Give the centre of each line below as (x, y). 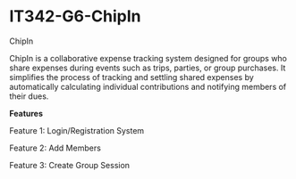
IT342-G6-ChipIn (75, 16)
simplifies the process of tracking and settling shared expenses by (132, 77)
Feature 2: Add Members (55, 148)
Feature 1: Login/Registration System (77, 130)
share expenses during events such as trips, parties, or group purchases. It (148, 68)
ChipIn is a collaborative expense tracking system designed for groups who (148, 58)
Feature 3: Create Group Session (70, 165)
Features (26, 113)
